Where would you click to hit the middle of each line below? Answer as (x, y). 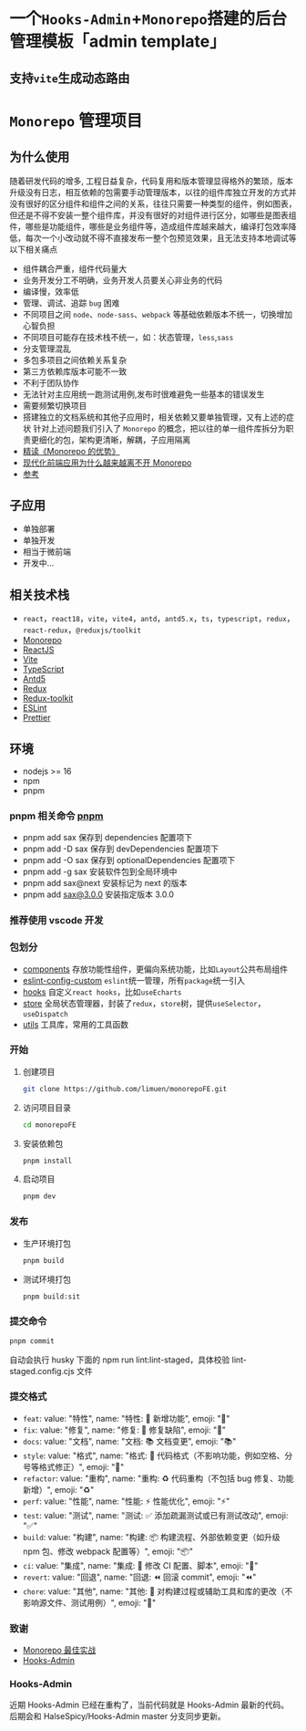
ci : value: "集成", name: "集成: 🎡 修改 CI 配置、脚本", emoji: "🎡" (140, 1565)
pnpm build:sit (51, 1297)
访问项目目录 (46, 1107)
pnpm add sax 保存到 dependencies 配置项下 (107, 838)
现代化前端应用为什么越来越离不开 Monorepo (107, 463)
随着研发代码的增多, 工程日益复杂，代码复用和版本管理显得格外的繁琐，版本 (151, 181)
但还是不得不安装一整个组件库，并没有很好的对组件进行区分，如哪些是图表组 (153, 214)
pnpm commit (32, 1341)
